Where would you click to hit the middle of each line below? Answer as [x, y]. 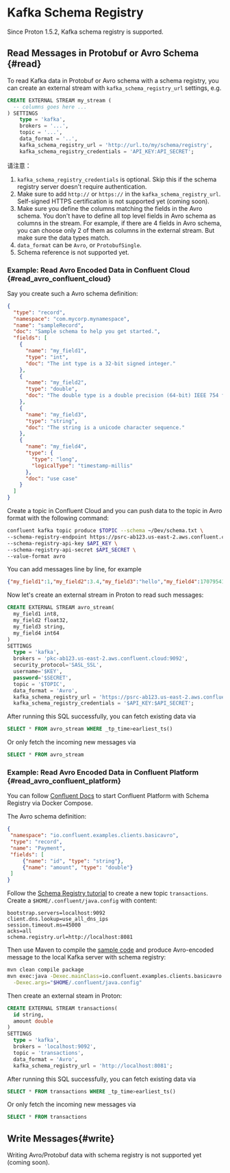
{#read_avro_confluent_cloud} [59, 278]
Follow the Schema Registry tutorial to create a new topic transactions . [108, 893]
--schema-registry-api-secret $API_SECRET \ [72, 550]
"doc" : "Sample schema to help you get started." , [87, 332]
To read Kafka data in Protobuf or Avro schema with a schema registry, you [113, 80]
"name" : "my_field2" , [56, 383]
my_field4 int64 [36, 633]
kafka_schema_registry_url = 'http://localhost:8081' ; [93, 1066]
